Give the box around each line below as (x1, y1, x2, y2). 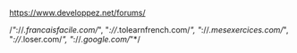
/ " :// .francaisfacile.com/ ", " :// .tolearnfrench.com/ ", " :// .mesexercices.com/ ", (9, 25, 289, 34)
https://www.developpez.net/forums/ (9, 8, 146, 18)
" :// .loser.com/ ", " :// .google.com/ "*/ (9, 34, 140, 44)
